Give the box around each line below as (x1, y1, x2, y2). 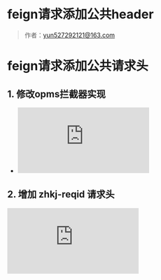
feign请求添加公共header (7, 6, 154, 22)
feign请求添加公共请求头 (7, 58, 148, 74)
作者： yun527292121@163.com (24, 31, 115, 39)
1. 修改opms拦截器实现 (7, 88, 106, 100)
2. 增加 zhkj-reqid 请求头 (7, 188, 115, 200)
